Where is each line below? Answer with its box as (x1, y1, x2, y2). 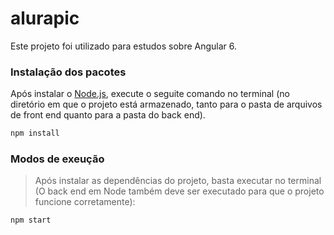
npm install (10, 128, 60, 139)
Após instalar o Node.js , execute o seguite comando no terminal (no (10, 88, 290, 100)
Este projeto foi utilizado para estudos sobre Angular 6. (10, 40, 238, 52)
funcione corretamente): (34, 196, 136, 208)
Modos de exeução (10, 152, 105, 166)
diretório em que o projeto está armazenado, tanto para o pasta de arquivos (10, 98, 323, 111)
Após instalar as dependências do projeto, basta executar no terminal (34, 175, 322, 187)
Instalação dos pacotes (10, 65, 127, 79)
